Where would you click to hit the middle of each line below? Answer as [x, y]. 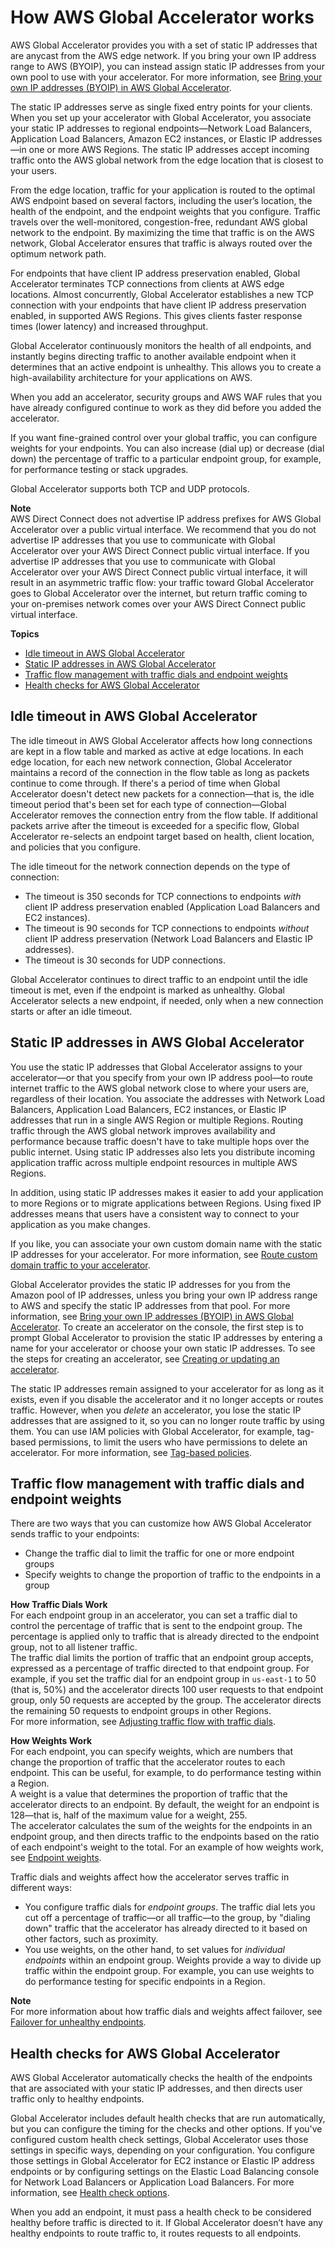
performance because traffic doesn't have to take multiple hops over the [160, 1141]
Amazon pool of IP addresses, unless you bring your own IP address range [164, 1295]
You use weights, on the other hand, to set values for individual [154, 1950]
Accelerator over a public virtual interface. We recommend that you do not [163, 529]
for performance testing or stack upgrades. [99, 469]
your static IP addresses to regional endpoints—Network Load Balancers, [161, 128]
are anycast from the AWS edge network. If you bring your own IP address [163, 55]
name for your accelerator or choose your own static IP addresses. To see [163, 1348]
